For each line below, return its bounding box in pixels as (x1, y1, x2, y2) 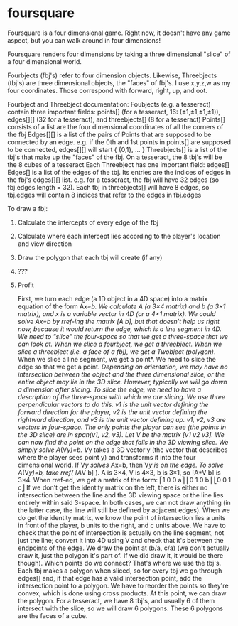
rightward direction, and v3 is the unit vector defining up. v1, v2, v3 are (17, 415, 226, 423)
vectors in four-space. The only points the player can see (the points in (17, 423, 226, 431)
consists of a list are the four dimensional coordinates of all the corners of (7, 122, 224, 131)
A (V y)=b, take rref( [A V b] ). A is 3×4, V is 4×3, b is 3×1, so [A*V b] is (17, 468, 222, 477)
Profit (17, 281, 34, 289)
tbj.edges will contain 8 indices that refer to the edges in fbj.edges (7, 190, 202, 199)
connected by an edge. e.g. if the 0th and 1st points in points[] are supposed (7, 137, 232, 146)
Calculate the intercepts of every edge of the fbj (17, 218, 158, 227)
